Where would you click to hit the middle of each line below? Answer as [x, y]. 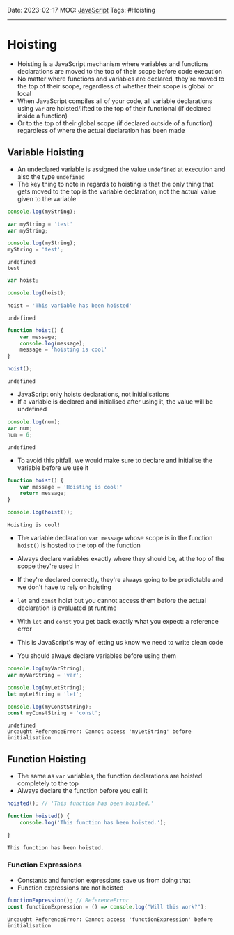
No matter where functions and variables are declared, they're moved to [121, 79]
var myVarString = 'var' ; [45, 675]
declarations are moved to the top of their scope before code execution [120, 71]
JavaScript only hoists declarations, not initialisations [93, 394]
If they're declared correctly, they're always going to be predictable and [120, 580]
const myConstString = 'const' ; [54, 713]
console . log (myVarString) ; [46, 668]
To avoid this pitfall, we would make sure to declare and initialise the [115, 460]
